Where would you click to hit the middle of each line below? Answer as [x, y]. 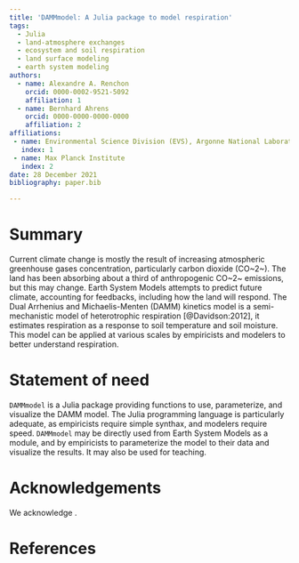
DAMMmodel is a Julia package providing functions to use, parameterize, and [146, 405]
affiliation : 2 [53, 125]
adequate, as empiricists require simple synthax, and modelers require [138, 424]
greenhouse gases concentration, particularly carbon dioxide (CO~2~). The [148, 269]
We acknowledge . [43, 512]
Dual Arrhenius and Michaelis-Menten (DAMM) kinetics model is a [130, 307]
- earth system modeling [63, 68]
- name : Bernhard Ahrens [63, 109]
